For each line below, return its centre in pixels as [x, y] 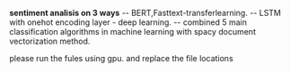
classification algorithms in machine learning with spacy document [132, 32]
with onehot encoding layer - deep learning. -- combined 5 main [128, 22]
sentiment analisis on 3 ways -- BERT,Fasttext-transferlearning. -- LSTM [145, 13]
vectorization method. [50, 41]
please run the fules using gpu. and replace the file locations [121, 58]
